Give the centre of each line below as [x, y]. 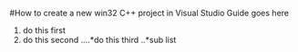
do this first [44, 30]
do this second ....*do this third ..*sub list [99, 40]
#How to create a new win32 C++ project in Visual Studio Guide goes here [149, 13]
